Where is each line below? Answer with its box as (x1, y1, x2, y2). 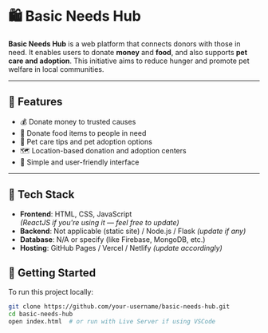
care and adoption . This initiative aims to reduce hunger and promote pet (8, 56, 250, 65)
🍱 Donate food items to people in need (19, 128, 147, 137)
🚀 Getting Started (8, 266, 97, 279)
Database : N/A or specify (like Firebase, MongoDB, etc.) (19, 234, 206, 244)
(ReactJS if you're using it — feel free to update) (19, 217, 179, 227)
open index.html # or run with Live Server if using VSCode (8, 318, 216, 326)
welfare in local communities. (8, 64, 104, 73)
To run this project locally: (8, 287, 94, 297)
